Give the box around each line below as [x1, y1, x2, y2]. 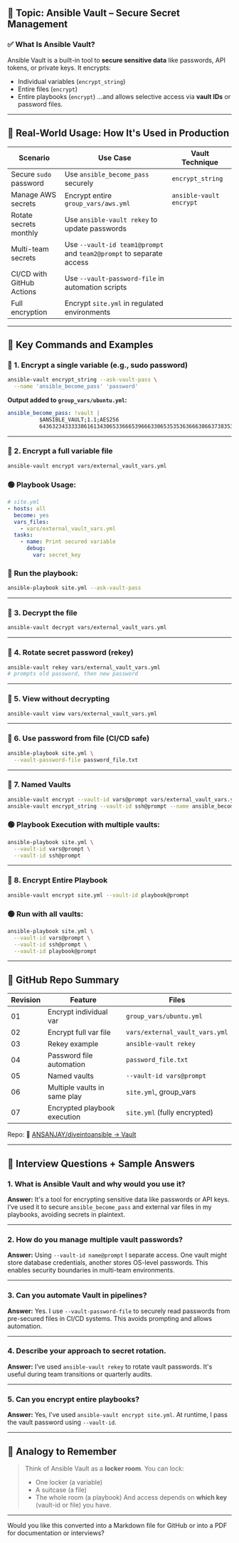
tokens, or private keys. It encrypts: [7, 63, 112, 72]
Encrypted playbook [47, 1103, 115, 1113]
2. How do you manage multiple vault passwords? [7, 1234, 184, 1244]
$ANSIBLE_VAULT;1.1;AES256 [38, 416, 119, 423]
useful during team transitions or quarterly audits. [7, 1369, 153, 1378]
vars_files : [14, 518, 50, 525]
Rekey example [47, 1039, 99, 1049]
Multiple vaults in [47, 1083, 105, 1092]
